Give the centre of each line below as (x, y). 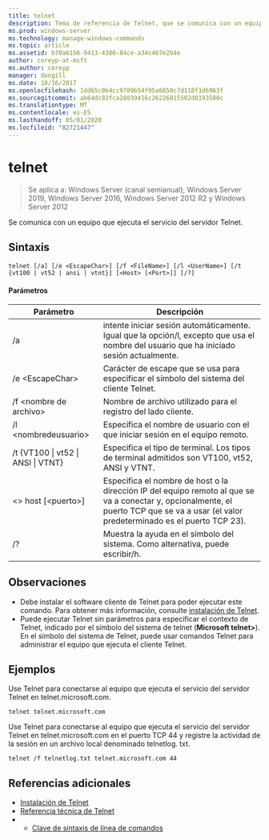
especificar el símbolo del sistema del (174, 378)
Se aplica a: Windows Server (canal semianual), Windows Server (134, 189)
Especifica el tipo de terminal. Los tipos (177, 448)
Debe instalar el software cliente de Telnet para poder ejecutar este (131, 602)
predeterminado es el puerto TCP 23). (175, 521)
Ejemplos (32, 670)
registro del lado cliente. (148, 412)
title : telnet (32, 16)
